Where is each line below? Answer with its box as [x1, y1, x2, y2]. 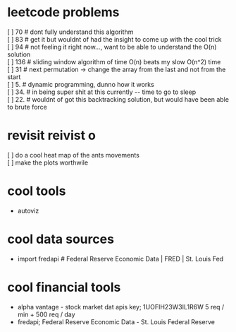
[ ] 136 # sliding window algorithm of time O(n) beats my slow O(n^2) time [7, 57, 221, 66]
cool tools [7, 183, 66, 199]
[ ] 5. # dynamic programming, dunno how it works [7, 80, 155, 88]
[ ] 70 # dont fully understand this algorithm [7, 28, 134, 36]
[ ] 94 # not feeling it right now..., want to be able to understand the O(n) [7, 42, 217, 51]
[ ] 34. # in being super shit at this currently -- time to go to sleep [7, 88, 197, 96]
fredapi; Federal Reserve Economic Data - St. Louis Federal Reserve [17, 317, 216, 326]
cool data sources [7, 231, 115, 247]
